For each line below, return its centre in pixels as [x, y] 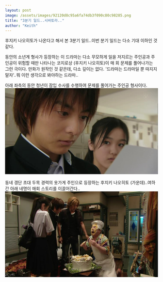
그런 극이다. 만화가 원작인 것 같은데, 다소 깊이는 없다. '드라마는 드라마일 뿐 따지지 [81, 69]
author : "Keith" [21, 26]
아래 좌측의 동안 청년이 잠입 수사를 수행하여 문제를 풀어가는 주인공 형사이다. [76, 85]
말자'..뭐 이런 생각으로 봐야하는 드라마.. [42, 75]
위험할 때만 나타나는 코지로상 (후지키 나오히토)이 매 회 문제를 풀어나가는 [85, 63]
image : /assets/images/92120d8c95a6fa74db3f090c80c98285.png [68, 15]
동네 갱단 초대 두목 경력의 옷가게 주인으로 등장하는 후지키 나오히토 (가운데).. [76, 182]
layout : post [18, 10]
